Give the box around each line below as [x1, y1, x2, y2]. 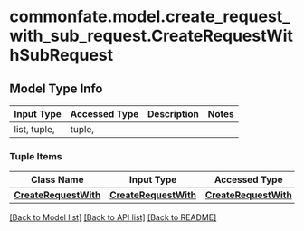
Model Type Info [9, 81, 103, 96]
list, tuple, [14, 123, 56, 135]
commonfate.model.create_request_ [9, 6, 290, 27]
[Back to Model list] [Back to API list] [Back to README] [9, 212, 217, 223]
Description [147, 108, 199, 120]
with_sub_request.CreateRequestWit [9, 25, 294, 46]
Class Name [30, 174, 84, 187]
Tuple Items [9, 149, 62, 162]
